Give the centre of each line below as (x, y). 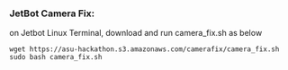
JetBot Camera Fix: (52, 13)
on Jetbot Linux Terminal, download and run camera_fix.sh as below (136, 33)
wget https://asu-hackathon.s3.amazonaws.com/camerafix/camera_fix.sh (144, 49)
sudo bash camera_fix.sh (56, 57)
